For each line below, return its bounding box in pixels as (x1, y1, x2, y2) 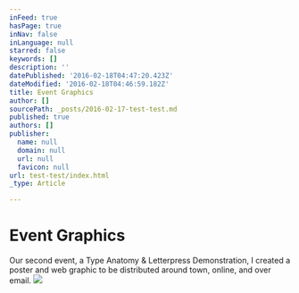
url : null (17, 154, 54, 163)
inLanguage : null (9, 38, 74, 47)
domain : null (17, 146, 66, 155)
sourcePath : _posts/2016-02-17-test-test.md (9, 105, 178, 113)
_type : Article (9, 180, 66, 188)
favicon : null (17, 163, 70, 172)
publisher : (9, 130, 50, 138)
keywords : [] (9, 54, 58, 63)
